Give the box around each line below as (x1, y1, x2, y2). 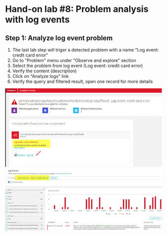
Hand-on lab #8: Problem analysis (5, 3, 149, 15)
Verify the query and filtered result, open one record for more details (12, 78, 153, 84)
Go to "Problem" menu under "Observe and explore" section (12, 58, 137, 63)
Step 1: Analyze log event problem (5, 34, 113, 42)
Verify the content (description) (12, 68, 77, 74)
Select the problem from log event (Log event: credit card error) (12, 63, 143, 68)
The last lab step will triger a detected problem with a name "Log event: (12, 47, 159, 53)
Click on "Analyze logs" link (12, 73, 69, 79)
